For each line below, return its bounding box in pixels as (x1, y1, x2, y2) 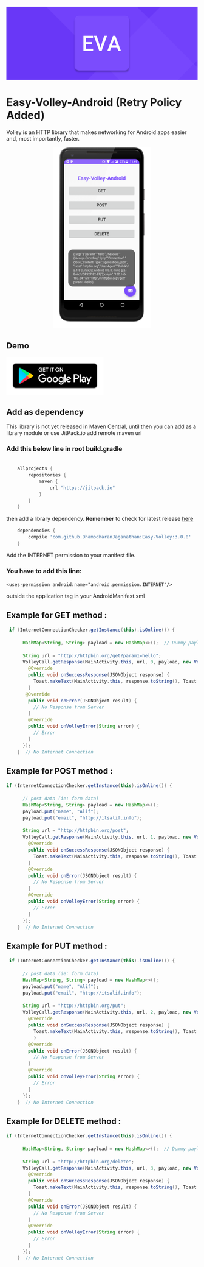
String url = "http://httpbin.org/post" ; (22, 828, 129, 834)
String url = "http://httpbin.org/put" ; (22, 1003, 126, 1009)
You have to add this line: (6, 566, 82, 575)
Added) (6, 108, 45, 122)
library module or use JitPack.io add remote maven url (6, 429, 142, 437)
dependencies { (17, 528, 56, 534)
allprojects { (17, 465, 53, 472)
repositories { (28, 472, 67, 478)
